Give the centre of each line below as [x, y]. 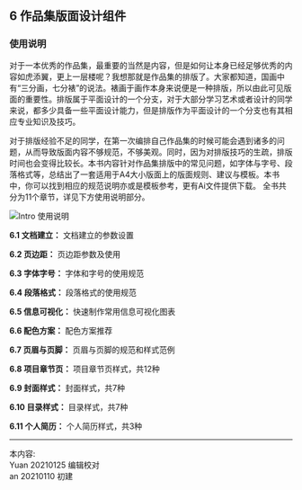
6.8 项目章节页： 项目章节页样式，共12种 [84, 369]
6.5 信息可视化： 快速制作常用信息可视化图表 [93, 311]
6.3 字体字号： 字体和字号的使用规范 [77, 273]
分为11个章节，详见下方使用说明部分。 [80, 197]
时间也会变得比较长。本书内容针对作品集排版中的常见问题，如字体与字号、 [147, 163]
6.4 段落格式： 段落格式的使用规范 [73, 292]
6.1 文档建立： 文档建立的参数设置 [72, 235]
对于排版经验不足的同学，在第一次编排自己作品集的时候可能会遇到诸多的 [143, 140]
